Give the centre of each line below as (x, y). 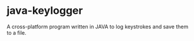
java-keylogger (45, 11)
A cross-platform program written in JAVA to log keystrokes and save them (98, 27)
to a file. (17, 32)
